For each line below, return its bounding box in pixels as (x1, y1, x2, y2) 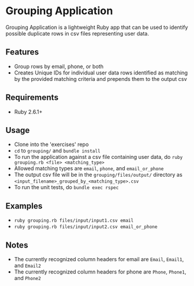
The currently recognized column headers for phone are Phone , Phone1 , (14, 268, 187, 275)
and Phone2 (14, 275, 41, 281)
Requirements (5, 93, 59, 103)
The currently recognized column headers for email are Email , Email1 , (14, 256, 184, 262)
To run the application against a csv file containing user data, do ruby (14, 154, 183, 161)
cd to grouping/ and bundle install (14, 147, 101, 154)
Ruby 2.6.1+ (14, 108, 43, 115)
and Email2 (14, 262, 41, 269)
